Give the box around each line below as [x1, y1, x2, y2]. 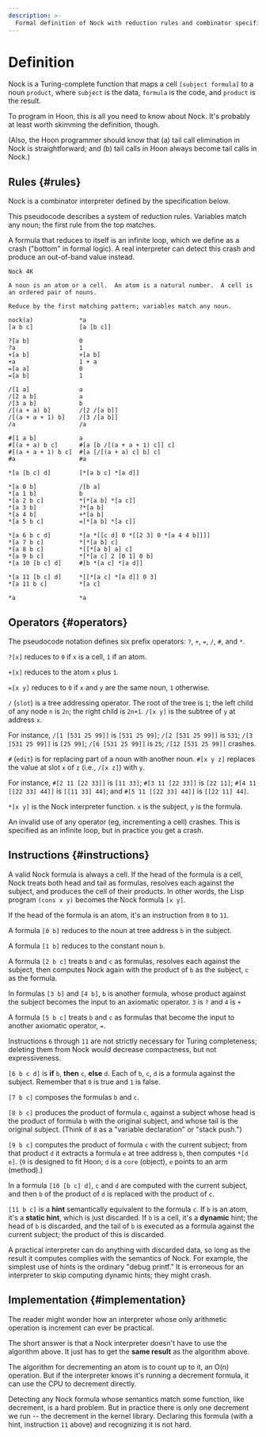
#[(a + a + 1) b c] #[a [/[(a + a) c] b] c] [8, 448, 161, 456]
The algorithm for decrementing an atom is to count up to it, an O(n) [8, 1362, 230, 1371]
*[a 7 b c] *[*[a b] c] [8, 539, 119, 547]
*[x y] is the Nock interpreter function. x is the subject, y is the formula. [8, 802, 243, 812]
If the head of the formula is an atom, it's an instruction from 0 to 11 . [8, 910, 230, 920]
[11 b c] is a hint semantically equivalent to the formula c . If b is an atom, [8, 1204, 249, 1214]
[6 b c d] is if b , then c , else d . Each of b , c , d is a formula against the [8, 1068, 236, 1078]
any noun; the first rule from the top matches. [8, 220, 157, 230]
